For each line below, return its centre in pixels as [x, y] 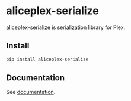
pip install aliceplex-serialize [47, 59]
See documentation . [31, 92]
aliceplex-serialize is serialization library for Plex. [66, 27]
